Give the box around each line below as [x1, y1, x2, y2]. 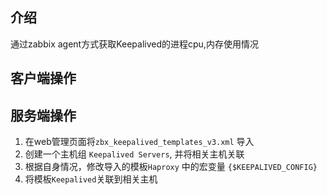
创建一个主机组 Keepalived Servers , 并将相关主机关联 [24, 148, 245, 160]
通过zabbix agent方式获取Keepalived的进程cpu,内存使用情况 [10, 38, 259, 50]
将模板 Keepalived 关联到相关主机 [24, 173, 158, 185]
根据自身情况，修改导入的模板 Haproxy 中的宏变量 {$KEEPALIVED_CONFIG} [24, 161, 318, 173]
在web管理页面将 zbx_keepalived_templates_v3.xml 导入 [24, 136, 255, 148]
